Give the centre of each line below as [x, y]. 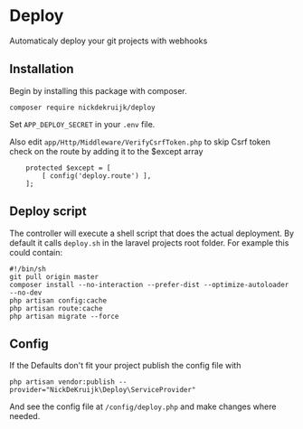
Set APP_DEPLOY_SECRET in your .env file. [82, 124]
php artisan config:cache [58, 300]
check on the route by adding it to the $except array [106, 151]
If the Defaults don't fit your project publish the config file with [125, 366]
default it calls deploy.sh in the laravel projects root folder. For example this [149, 242]
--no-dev [26, 293]
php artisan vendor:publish [62, 382]
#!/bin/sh [28, 269]
